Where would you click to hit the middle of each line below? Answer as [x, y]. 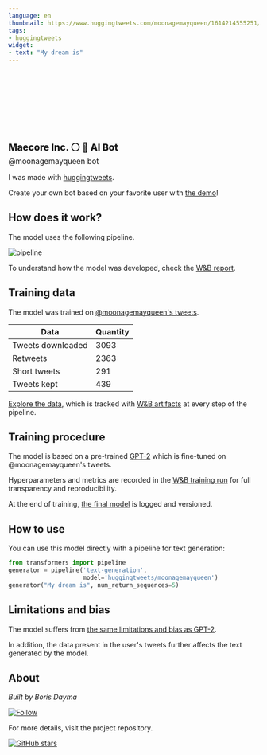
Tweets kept [35, 384]
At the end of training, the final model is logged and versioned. [110, 504]
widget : [21, 45]
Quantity [112, 331]
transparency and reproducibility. [62, 489]
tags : [17, 30]
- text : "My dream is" [46, 53]
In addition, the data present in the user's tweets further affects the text [125, 644]
